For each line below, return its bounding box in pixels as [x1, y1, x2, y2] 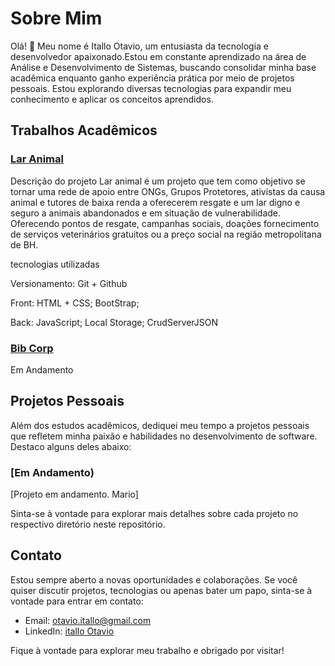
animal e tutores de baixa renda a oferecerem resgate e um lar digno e [10, 196, 301, 208]
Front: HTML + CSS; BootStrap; [10, 297, 140, 309]
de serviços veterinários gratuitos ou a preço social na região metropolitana [10, 228, 322, 240]
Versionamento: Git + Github [10, 277, 128, 289]
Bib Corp [10, 341, 54, 355]
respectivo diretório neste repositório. [10, 518, 166, 531]
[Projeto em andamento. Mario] [10, 488, 139, 501]
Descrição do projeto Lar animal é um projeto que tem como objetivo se [10, 175, 306, 187]
